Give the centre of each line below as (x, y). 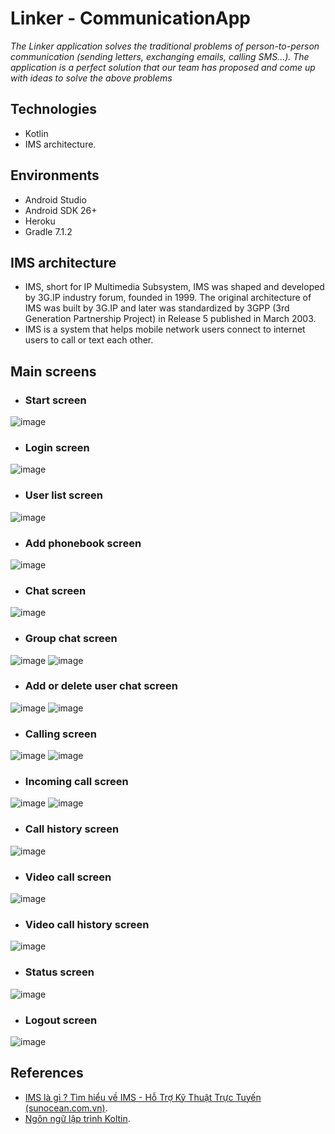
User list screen (63, 495)
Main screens (53, 371)
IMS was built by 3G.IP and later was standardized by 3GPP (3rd (157, 308)
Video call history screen (87, 924)
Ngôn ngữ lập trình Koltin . (77, 1118)
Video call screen (68, 877)
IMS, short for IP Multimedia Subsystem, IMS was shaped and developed (174, 287)
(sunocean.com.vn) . (66, 1108)
